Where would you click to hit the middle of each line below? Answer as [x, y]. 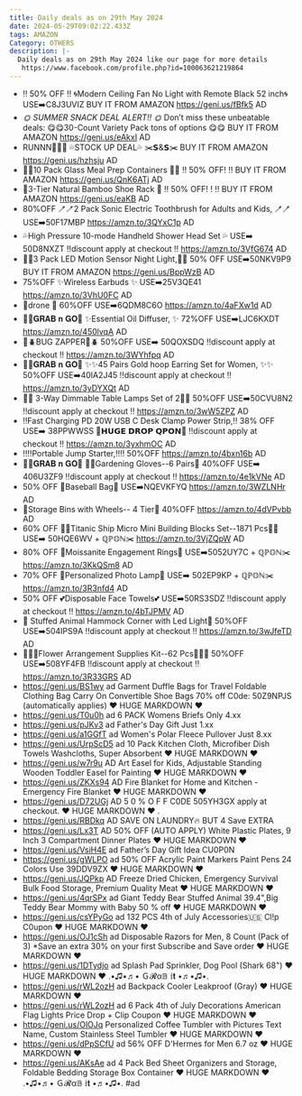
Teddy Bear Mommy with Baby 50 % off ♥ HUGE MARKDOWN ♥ [145, 907]
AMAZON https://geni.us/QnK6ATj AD [92, 179]
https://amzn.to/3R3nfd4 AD [75, 588]
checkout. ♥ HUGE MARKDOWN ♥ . [91, 810]
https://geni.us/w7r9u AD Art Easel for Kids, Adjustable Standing [142, 762]
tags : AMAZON [34, 34]
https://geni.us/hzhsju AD [70, 160]
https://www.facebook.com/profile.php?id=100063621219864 [133, 69]
